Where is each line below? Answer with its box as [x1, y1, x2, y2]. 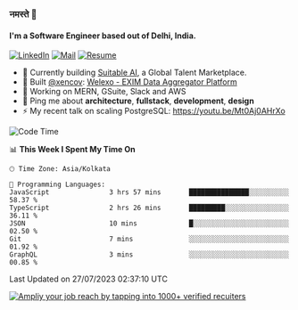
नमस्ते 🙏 [9, 8, 37, 20]
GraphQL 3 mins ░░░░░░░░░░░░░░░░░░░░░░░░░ [9, 250, 290, 259]
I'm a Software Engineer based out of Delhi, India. [9, 30, 196, 41]
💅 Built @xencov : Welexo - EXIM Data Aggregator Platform [21, 77, 238, 87]
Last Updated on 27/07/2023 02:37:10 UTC [9, 273, 168, 284]
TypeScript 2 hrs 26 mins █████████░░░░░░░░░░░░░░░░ [9, 204, 290, 213]
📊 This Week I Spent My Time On [9, 144, 136, 155]
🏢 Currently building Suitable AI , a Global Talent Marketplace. [21, 67, 247, 78]
